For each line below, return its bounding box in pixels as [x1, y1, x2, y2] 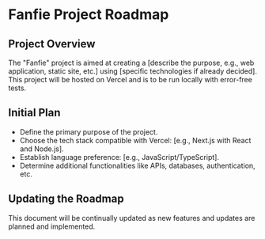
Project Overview [8, 37, 96, 51]
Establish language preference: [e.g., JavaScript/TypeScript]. [19, 152, 220, 161]
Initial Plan [8, 106, 61, 119]
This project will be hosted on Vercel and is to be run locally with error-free [8, 75, 253, 84]
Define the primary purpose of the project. [19, 127, 158, 136]
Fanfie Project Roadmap [8, 6, 169, 24]
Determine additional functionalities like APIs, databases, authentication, [19, 161, 256, 170]
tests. [8, 83, 26, 93]
